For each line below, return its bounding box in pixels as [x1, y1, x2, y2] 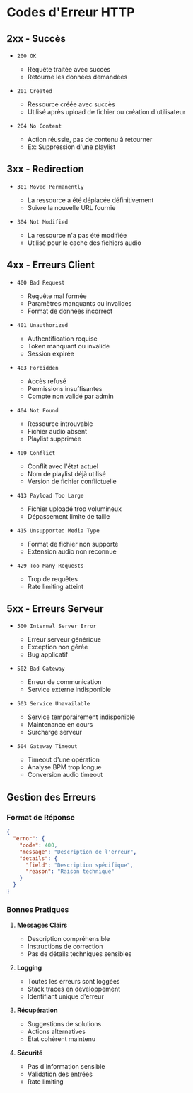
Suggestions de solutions [27, 1020, 102, 1028]
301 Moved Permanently [16, 183, 84, 190]
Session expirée [27, 349, 75, 358]
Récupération [16, 1006, 58, 1015]
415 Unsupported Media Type [16, 527, 100, 534]
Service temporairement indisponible [27, 713, 136, 721]
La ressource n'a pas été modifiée [27, 231, 127, 239]
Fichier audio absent [27, 427, 88, 435]
